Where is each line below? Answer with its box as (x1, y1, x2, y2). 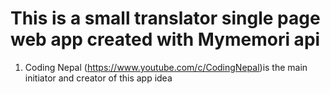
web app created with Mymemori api (10, 28, 321, 51)
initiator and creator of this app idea (24, 72, 173, 84)
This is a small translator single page (10, 7, 321, 30)
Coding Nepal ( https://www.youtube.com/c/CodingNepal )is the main (24, 61, 308, 73)
